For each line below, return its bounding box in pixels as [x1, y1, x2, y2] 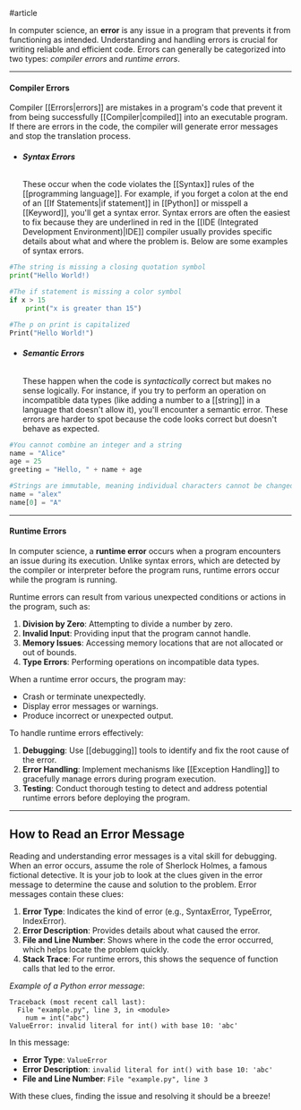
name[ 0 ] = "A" [9, 498, 63, 507]
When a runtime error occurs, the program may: [9, 674, 186, 685]
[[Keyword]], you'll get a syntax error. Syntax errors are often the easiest [21, 208, 291, 218]
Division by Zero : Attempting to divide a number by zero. [21, 619, 233, 629]
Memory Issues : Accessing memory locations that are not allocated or [21, 637, 284, 648]
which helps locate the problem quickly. [21, 943, 170, 954]
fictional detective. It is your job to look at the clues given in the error [9, 869, 263, 880]
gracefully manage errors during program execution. [21, 773, 217, 784]
